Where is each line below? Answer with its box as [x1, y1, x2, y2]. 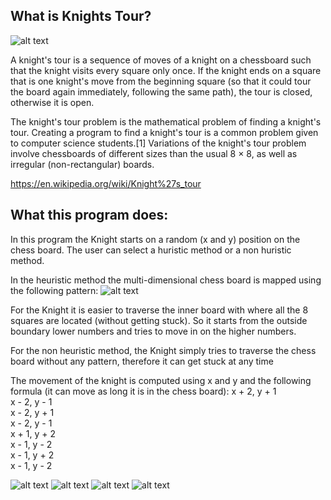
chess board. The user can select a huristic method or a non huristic [10, 244, 292, 256]
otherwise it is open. [10, 96, 95, 108]
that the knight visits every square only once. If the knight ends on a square [10, 64, 322, 76]
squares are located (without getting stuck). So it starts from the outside [10, 314, 308, 326]
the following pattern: [10, 284, 99, 296]
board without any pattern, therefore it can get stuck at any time [10, 355, 274, 367]
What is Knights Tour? [10, 8, 152, 25]
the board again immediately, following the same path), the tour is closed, [10, 85, 313, 98]
